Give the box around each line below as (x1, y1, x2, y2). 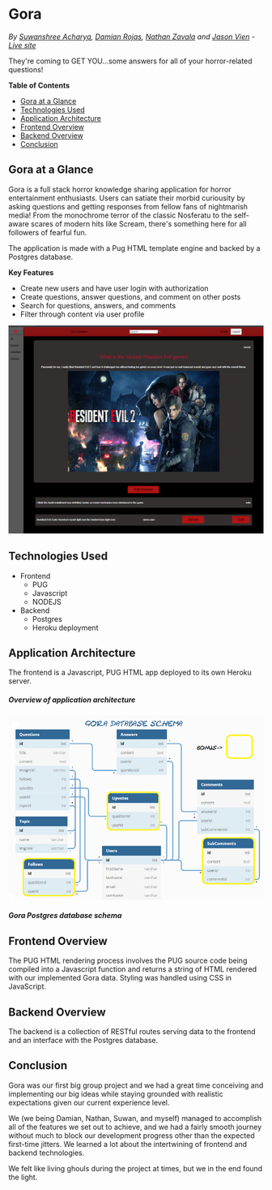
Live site (8, 40, 36, 50)
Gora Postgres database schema (8, 911, 122, 921)
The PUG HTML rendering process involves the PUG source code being (8, 955, 248, 966)
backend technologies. (8, 1148, 85, 1158)
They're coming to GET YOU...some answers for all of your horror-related (8, 56, 253, 66)
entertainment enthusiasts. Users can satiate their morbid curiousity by (8, 192, 245, 203)
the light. (8, 1172, 38, 1182)
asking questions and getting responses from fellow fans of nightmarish (8, 201, 249, 211)
